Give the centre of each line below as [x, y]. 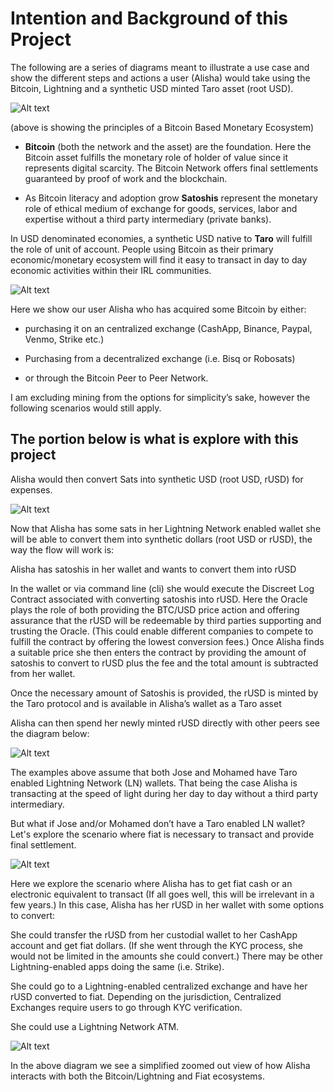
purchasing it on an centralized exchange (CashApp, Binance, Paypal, [168, 328]
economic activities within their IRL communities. [111, 270]
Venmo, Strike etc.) [64, 339]
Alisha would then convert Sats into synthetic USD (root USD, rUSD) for [157, 479]
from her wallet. [43, 673]
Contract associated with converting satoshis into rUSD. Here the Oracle [159, 599]
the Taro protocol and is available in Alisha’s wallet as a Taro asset [146, 703]
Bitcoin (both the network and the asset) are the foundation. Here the [168, 146]
